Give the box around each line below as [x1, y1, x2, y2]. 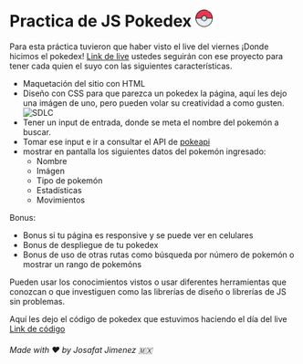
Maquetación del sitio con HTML [22, 78, 146, 88]
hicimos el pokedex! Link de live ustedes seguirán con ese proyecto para [9, 50, 284, 61]
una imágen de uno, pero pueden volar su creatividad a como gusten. [22, 97, 285, 109]
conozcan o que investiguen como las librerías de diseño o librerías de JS [9, 286, 287, 296]
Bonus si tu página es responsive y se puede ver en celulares [22, 229, 254, 241]
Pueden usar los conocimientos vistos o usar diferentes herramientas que [9, 276, 287, 287]
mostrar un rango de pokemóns [22, 258, 142, 269]
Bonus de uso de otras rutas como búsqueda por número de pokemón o [22, 249, 295, 260]
